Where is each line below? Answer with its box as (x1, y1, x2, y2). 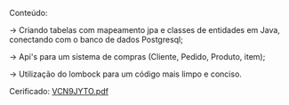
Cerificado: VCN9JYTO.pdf (9, 86, 109, 96)
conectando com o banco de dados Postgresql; (9, 35, 184, 44)
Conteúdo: (9, 8, 48, 18)
